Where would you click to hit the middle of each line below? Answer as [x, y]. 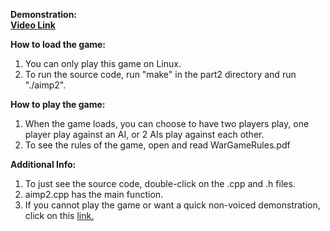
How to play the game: [58, 104]
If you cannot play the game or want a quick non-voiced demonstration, [172, 205]
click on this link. [59, 215]
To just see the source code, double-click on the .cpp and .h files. [160, 183]
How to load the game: [58, 44]
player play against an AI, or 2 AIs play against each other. [144, 134]
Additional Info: [43, 164]
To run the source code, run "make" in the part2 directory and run [160, 74]
